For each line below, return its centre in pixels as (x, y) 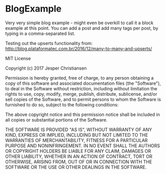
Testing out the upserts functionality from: (49, 43)
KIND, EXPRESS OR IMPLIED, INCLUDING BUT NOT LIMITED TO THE (77, 135)
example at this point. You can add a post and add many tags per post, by (82, 28)
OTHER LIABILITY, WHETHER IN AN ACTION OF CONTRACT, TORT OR (79, 156)
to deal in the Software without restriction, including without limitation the (81, 88)
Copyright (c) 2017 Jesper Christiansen (46, 68)
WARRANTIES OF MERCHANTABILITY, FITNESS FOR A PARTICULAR (76, 140)
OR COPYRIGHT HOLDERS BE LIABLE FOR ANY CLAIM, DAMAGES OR (78, 151)
